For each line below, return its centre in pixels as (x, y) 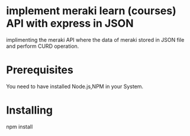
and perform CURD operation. (43, 46)
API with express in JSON (70, 23)
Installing (30, 110)
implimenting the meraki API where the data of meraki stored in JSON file (95, 40)
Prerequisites (40, 70)
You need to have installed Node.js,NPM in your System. (75, 86)
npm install (20, 127)
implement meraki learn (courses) (91, 11)
